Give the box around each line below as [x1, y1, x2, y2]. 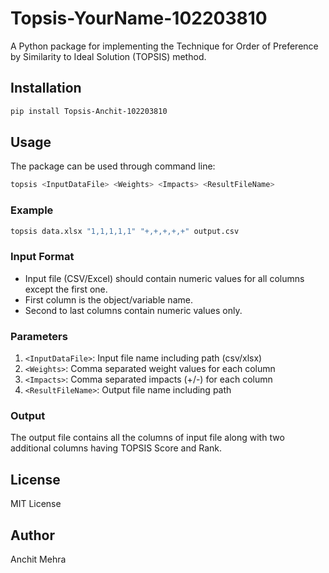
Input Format [10, 250, 75, 264]
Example [10, 203, 54, 217]
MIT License [10, 498, 62, 510]
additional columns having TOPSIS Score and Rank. [10, 442, 223, 454]
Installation [10, 80, 82, 97]
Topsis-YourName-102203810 [10, 7, 268, 30]
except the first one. [24, 283, 108, 295]
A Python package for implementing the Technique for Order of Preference [10, 40, 319, 52]
